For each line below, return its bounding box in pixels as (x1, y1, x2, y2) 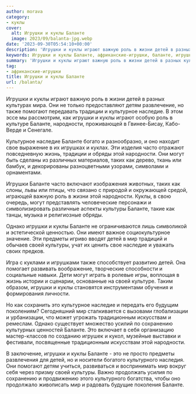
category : (6, 14, 30, 20)
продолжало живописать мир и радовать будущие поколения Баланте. (6, 381, 185, 388)
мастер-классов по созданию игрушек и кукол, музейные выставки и (6, 333, 181, 340)
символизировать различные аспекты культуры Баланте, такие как (6, 205, 175, 212)
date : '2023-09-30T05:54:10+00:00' (6, 42, 93, 47)
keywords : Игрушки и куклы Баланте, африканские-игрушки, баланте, (6, 52, 174, 58)
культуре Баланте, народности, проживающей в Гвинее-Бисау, (6, 121, 164, 127)
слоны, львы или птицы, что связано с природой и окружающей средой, (6, 187, 188, 193)
